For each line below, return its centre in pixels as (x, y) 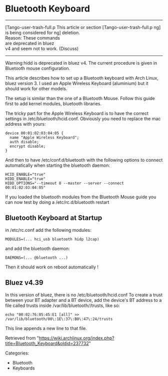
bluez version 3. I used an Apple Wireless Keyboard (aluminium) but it (77, 83)
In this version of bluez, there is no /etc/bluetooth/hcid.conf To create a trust (84, 295)
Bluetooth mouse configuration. (38, 68)
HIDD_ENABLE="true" (25, 179)
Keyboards (23, 368)
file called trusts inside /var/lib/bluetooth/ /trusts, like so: (62, 305)
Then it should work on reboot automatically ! (52, 267)
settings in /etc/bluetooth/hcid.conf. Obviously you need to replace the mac (83, 119)
